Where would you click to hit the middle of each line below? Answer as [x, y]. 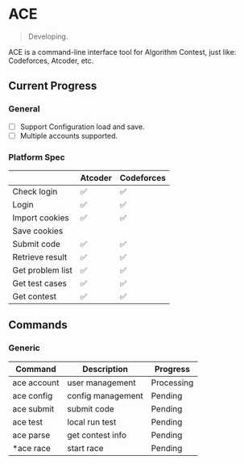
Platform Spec [37, 157]
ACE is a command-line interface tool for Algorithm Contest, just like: [122, 52]
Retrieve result [40, 257]
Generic [24, 348]
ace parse [31, 435]
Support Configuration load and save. [82, 127]
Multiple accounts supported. [69, 136]
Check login [35, 192]
